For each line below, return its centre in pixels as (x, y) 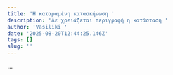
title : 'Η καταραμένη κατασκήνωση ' (61, 14)
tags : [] (20, 40)
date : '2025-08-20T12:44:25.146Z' (58, 33)
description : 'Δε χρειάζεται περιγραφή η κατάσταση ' (88, 20)
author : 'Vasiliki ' (38, 27)
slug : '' (20, 46)
